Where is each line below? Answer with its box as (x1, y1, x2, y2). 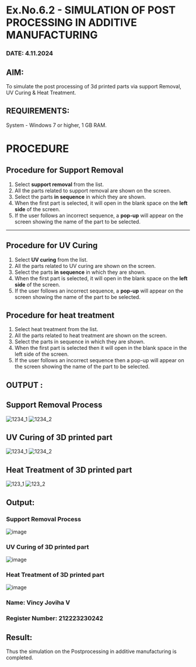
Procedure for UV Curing (6, 240, 98, 250)
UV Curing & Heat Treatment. (6, 89, 76, 96)
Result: (6, 632, 33, 642)
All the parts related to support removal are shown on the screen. (14, 187, 171, 194)
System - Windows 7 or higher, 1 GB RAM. (6, 121, 107, 129)
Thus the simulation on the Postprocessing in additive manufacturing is (6, 648, 177, 655)
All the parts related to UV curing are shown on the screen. (14, 262, 156, 269)
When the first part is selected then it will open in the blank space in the (14, 345, 187, 352)
